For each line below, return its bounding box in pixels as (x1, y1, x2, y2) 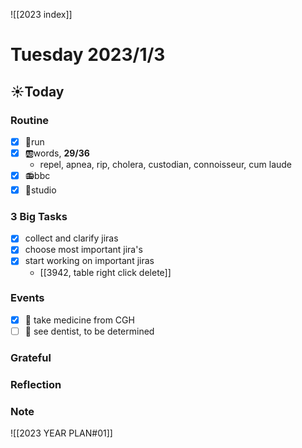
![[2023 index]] (10, 9, 73, 20)
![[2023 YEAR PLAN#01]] (10, 427, 113, 439)
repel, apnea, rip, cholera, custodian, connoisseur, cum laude (39, 159, 293, 170)
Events (10, 291, 45, 305)
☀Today (10, 83, 65, 100)
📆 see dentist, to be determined (24, 325, 155, 337)
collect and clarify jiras (24, 232, 119, 244)
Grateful (10, 350, 52, 364)
